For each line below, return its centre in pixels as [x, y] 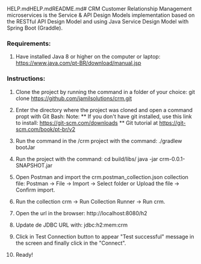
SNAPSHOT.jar [34, 165]
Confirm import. [35, 190]
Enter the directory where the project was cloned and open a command [104, 110]
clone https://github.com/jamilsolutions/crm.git [74, 98]
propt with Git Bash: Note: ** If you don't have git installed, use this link [104, 116]
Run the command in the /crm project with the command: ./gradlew [99, 140]
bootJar [25, 147]
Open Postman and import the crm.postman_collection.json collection [102, 177]
